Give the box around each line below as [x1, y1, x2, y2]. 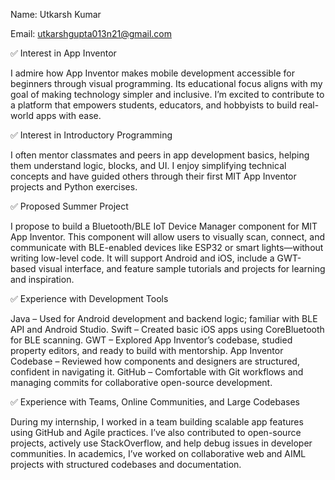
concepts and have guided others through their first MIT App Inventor [10, 170, 297, 182]
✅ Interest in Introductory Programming [10, 129, 173, 141]
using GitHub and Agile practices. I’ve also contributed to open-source [10, 427, 302, 438]
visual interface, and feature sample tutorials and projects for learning [38, 263, 326, 274]
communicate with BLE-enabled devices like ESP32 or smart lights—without [10, 242, 324, 253]
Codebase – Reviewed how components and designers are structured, [10, 355, 300, 367]
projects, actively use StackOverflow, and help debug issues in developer [10, 437, 313, 449]
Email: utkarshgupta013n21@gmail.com [10, 28, 172, 39]
